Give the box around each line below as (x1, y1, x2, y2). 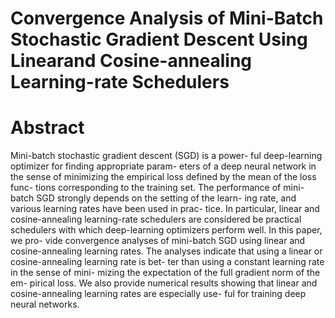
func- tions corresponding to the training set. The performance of (10, 182, 282, 194)
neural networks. (10, 298, 80, 311)
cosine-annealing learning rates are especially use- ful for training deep (10, 288, 307, 300)
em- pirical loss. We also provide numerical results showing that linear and (10, 277, 318, 289)
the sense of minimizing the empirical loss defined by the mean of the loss (10, 171, 317, 183)
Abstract (10, 117, 85, 139)
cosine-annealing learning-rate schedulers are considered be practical (10, 213, 302, 226)
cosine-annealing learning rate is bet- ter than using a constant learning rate (10, 256, 325, 268)
